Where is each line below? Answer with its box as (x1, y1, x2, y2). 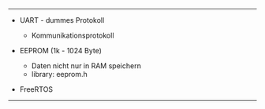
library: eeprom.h (31, 70, 88, 78)
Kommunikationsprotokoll (31, 31, 114, 40)
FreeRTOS (19, 85, 54, 94)
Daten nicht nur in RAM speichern (31, 61, 142, 71)
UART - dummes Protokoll (19, 16, 105, 24)
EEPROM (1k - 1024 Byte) (19, 46, 103, 55)
